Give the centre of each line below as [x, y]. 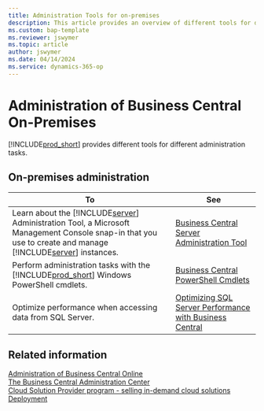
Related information [58, 355]
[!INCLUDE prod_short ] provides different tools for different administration [127, 144]
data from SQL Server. [53, 317]
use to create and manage [60, 243]
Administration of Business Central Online [75, 374]
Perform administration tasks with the [81, 265]
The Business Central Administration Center [79, 382]
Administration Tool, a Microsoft [71, 223]
